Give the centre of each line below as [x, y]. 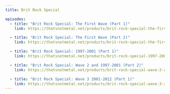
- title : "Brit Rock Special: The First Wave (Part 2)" [70, 38]
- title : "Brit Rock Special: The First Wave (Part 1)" [70, 24]
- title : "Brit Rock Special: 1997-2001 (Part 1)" [64, 52]
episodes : [16, 19]
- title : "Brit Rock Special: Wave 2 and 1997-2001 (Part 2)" [77, 65]
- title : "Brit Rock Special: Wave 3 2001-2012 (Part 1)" [72, 79]
